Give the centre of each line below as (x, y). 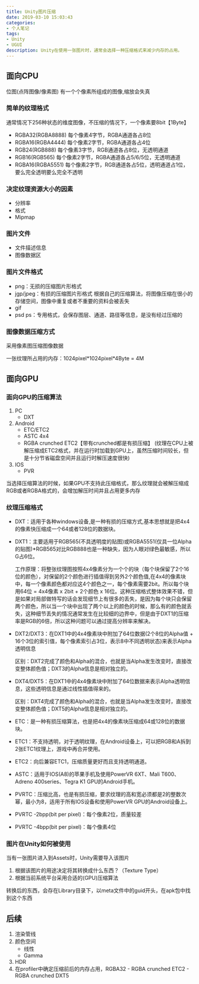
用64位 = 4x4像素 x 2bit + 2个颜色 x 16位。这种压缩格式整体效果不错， (101, 592)
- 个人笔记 (18, 28)
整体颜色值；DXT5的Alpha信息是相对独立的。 (75, 709)
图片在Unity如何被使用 (39, 844)
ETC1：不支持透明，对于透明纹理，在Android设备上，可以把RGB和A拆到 (103, 741)
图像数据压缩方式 (31, 332)
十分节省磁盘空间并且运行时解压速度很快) (79, 458)
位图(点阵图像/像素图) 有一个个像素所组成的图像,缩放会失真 (78, 91)
